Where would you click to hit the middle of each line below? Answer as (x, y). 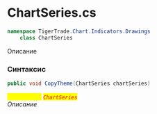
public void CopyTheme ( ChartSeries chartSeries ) (79, 83)
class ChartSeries (46, 38)
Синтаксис (27, 69)
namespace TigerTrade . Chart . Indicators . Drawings (79, 31)
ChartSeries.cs (52, 13)
